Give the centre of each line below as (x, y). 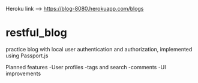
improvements (23, 73)
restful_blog (36, 33)
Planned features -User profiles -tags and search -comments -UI (86, 67)
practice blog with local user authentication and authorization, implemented (99, 49)
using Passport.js (27, 56)
